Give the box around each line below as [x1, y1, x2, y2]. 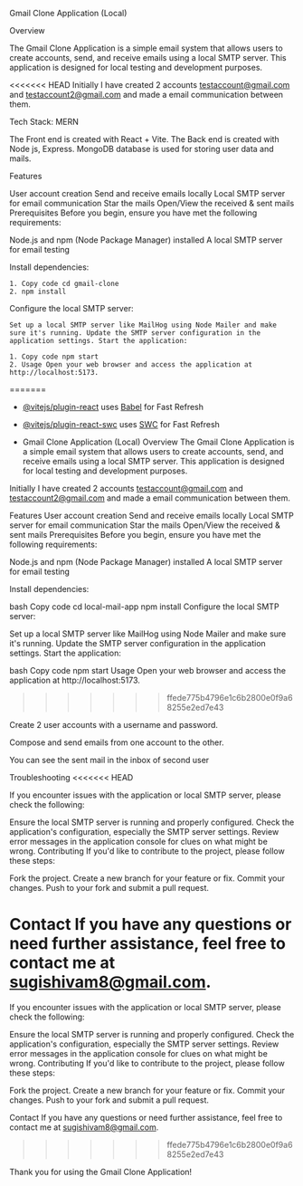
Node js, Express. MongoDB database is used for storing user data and [9, 144, 274, 154]
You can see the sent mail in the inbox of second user [9, 755, 210, 765]
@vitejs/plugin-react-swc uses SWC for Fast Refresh [22, 419, 220, 429]
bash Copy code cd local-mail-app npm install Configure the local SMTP [9, 601, 279, 612]
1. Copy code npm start [9, 352, 99, 361]
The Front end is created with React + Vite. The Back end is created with [9, 134, 280, 144]
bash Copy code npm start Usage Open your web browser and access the [9, 665, 287, 675]
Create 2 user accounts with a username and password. [9, 720, 219, 730]
